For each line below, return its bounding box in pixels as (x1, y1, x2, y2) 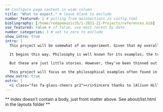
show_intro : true (5, 34, 40, 39)
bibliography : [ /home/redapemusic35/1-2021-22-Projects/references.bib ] (5, 20, 155, 26)
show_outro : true (5, 74, 40, 79)
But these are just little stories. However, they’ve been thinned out (9, 61, 158, 65)
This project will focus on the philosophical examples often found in (9, 69, 158, 74)
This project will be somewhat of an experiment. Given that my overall (9, 43, 160, 48)
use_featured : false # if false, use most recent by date (5, 25, 125, 30)
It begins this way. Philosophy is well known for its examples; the (9, 52, 153, 57)
